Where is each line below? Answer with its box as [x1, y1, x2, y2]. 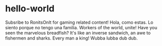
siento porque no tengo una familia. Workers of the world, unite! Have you [5, 24, 157, 30]
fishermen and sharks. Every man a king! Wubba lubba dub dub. [5, 35, 138, 41]
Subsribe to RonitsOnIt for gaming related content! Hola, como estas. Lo [5, 19, 153, 25]
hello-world [5, 3, 55, 14]
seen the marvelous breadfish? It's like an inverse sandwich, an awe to [5, 30, 151, 36]
